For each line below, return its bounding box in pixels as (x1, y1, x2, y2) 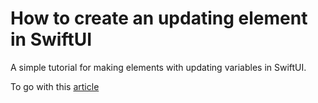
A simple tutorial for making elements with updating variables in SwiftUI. (10, 61, 307, 73)
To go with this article (10, 80, 100, 92)
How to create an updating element (10, 7, 308, 30)
